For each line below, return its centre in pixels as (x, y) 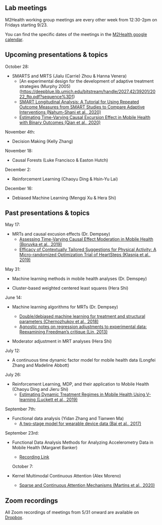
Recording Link (34, 457)
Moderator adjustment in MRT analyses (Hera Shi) (62, 341)
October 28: (17, 66)
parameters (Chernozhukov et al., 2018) (59, 322)
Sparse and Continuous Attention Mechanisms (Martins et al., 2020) (87, 485)
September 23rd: (22, 433)
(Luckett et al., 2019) (57, 400)
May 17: (13, 225)
